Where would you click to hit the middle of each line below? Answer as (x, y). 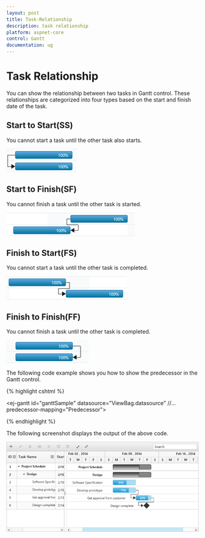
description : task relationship (47, 26)
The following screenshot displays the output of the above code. (88, 433)
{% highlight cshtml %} (35, 391)
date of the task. (27, 106)
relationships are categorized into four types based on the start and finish (99, 99)
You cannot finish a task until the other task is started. (74, 204)
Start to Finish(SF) (42, 189)
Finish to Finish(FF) (44, 317)
